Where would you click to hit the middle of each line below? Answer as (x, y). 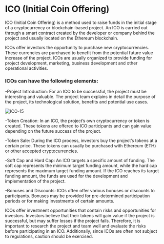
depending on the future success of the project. (53, 131)
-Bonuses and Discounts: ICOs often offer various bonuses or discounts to (80, 191)
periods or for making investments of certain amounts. (60, 201)
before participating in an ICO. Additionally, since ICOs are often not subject (81, 231)
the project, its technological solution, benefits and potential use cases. (77, 102)
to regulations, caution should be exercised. (49, 236)
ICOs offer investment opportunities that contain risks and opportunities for (81, 210)
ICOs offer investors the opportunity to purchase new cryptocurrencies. (77, 47)
